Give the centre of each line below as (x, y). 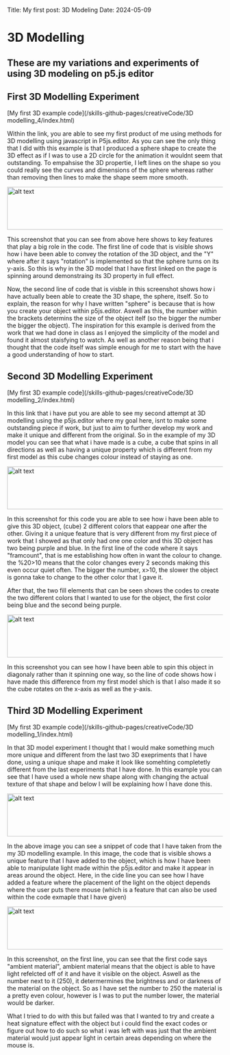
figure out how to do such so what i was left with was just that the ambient (112, 1031)
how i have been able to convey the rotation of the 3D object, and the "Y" (111, 254)
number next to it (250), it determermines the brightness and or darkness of (114, 981)
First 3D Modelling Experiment (73, 96)
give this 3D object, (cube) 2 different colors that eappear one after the (107, 526)
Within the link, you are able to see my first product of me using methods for (115, 134)
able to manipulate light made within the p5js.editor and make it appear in (111, 868)
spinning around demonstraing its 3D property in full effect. (91, 276)
